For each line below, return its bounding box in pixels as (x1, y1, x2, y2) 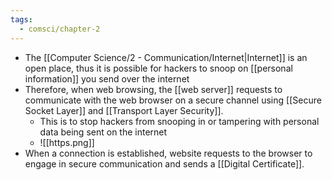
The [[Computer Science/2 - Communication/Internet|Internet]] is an (24, 51, 308, 63)
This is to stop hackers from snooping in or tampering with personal (39, 115, 320, 127)
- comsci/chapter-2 (19, 24, 101, 34)
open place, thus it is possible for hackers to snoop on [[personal (24, 62, 293, 74)
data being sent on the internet (39, 126, 168, 138)
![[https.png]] (39, 136, 95, 148)
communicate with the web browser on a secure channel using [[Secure (24, 94, 322, 106)
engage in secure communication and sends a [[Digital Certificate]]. (24, 157, 305, 170)
